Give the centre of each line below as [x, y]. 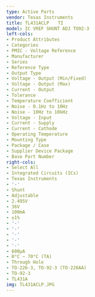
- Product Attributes [33, 40]
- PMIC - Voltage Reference [41, 51]
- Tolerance [21, 95]
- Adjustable [22, 195]
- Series [17, 62]
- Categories [22, 46]
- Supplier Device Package [40, 151]
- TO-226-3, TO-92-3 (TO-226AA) [46, 268]
